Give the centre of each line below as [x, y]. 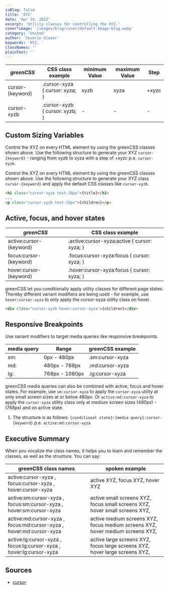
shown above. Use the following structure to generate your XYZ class [77, 179]
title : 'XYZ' [19, 15]
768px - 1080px [64, 374]
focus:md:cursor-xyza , [36, 525]
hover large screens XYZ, [120, 552]
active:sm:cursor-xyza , [36, 498]
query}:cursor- [146, 418]
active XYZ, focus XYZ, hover [125, 481]
